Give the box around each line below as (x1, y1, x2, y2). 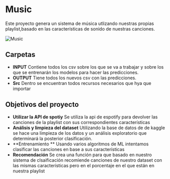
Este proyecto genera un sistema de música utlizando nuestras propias (5, 20, 154, 26)
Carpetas (5, 50, 36, 59)
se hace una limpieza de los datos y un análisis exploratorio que (12, 130, 147, 136)
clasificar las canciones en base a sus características (12, 146, 125, 152)
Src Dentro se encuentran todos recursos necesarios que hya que (12, 80, 152, 86)
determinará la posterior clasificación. (12, 135, 93, 141)
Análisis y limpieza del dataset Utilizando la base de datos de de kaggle (12, 125, 165, 131)
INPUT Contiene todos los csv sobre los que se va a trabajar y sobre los (12, 64, 164, 70)
